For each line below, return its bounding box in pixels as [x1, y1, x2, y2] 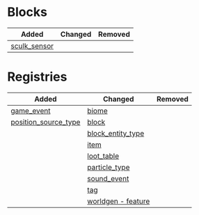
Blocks [7, 4, 47, 20]
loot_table [86, 151, 120, 161]
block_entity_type [86, 128, 145, 138]
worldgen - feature [86, 196, 150, 206]
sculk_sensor [10, 41, 54, 51]
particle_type [86, 162, 130, 172]
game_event [10, 106, 51, 116]
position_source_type [10, 117, 81, 127]
